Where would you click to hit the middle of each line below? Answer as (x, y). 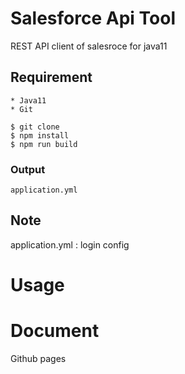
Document (55, 331)
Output (28, 169)
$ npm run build (44, 144)
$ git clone (35, 127)
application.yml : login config (70, 244)
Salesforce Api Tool (93, 18)
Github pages (38, 358)
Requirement (51, 77)
